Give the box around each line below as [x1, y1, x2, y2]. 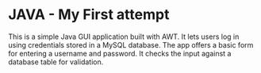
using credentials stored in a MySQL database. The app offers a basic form [8, 40, 254, 49]
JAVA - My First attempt [8, 6, 170, 24]
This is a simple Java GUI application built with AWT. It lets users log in [8, 32, 240, 41]
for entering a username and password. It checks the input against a [8, 48, 232, 58]
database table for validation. [8, 57, 104, 67]
